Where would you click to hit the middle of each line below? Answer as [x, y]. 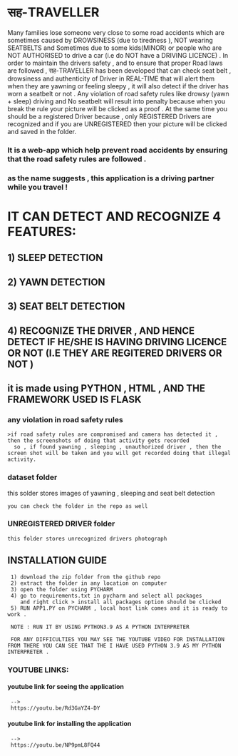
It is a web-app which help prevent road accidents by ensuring [118, 150]
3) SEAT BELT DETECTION [66, 306]
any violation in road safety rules [65, 419]
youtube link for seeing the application [66, 687]
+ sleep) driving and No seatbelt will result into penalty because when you [117, 101]
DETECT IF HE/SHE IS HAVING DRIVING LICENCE [117, 342]
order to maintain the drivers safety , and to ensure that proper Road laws [115, 63]
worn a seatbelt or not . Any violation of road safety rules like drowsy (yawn [118, 93]
